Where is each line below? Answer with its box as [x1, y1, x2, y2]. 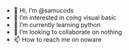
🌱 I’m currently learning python [13, 21, 101, 28]
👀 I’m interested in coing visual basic [13, 14, 117, 22]
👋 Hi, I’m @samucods [13, 7, 74, 14]
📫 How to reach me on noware [13, 36, 102, 43]
